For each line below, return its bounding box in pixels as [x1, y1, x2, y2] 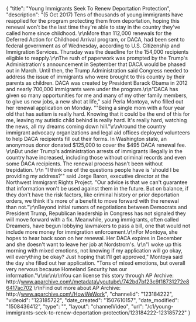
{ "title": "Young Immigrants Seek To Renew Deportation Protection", [6, 5, 171, 12]
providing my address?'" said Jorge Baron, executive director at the [6, 172, 169, 179]
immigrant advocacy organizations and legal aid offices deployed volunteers [6, 129, 190, 136]
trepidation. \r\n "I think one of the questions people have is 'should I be [6, 167, 180, 173]
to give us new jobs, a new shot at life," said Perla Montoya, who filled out [6, 98, 184, 105]
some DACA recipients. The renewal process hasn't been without [6, 160, 163, 167]
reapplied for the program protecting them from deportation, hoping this [6, 18, 180, 24]
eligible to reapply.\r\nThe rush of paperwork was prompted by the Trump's [6, 55, 188, 61]
